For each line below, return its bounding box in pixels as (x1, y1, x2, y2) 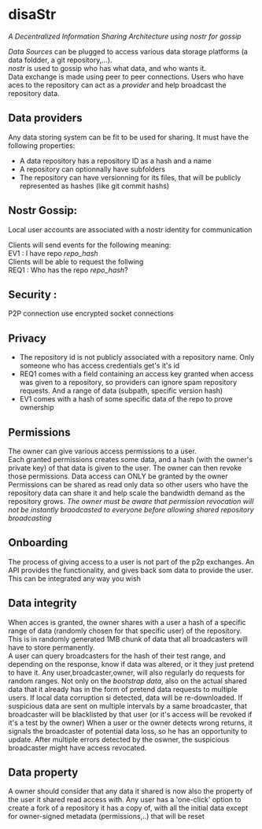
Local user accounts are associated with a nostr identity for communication (8, 224, 253, 234)
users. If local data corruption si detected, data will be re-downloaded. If (8, 693, 243, 702)
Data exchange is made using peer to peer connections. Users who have (8, 72, 244, 81)
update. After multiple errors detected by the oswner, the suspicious (8, 735, 230, 744)
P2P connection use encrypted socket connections (8, 309, 175, 318)
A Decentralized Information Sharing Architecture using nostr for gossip (8, 31, 242, 41)
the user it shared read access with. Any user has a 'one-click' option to (8, 795, 242, 805)
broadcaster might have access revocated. (8, 742, 147, 753)
